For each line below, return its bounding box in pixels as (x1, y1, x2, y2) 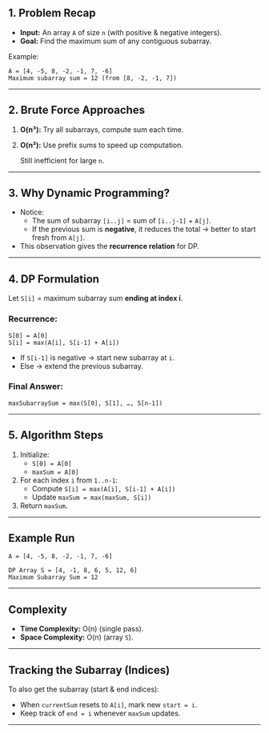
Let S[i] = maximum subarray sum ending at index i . (8, 294, 183, 303)
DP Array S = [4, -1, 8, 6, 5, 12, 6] (8, 567, 138, 575)
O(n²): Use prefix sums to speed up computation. (19, 140, 184, 150)
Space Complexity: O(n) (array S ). (19, 632, 134, 643)
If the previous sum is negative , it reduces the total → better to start (31, 224, 256, 234)
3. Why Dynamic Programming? (8, 186, 171, 200)
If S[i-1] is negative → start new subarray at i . (19, 352, 175, 362)
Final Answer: (8, 381, 64, 392)
